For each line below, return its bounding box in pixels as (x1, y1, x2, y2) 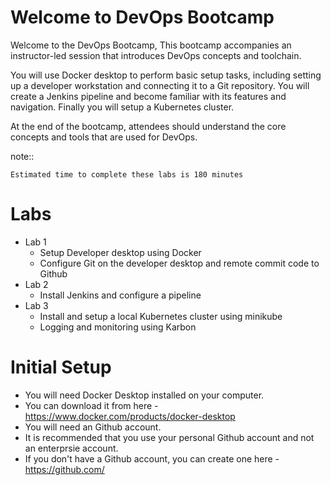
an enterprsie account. (24, 442, 119, 454)
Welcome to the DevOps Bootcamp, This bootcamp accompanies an (10, 39, 292, 51)
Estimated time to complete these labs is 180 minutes (10, 169, 244, 180)
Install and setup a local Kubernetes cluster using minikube (39, 310, 283, 322)
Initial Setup (10, 356, 112, 379)
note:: (10, 150, 35, 162)
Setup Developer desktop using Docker (39, 246, 202, 258)
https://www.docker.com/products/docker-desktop (24, 410, 236, 422)
